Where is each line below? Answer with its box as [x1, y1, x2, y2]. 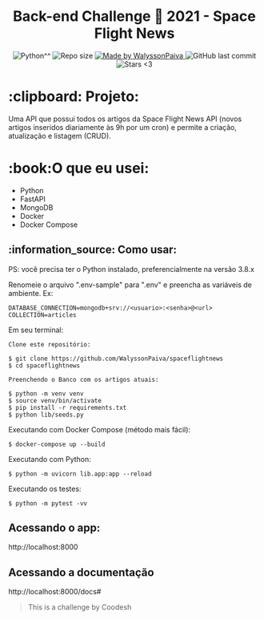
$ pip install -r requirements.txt [8, 403, 127, 411]
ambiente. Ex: [8, 288, 54, 298]
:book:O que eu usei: [8, 160, 150, 177]
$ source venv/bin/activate [8, 396, 102, 404]
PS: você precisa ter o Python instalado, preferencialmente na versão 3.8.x [8, 264, 254, 274]
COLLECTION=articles [8, 310, 78, 319]
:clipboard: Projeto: [8, 87, 140, 106]
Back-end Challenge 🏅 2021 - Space [13, 7, 256, 26]
